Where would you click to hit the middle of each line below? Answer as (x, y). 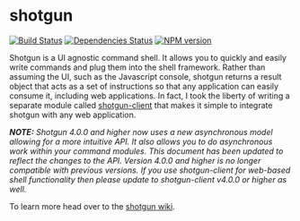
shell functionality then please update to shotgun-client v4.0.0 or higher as (148, 179)
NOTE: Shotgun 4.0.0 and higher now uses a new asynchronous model (141, 132)
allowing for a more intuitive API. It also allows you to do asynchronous (141, 141)
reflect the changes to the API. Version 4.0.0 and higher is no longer (135, 160)
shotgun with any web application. (73, 115)
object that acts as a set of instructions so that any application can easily (144, 86)
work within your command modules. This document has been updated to (146, 151)
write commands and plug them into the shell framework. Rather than (137, 67)
